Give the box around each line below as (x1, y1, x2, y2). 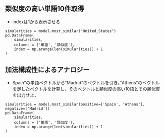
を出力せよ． (12, 92, 39, 98)
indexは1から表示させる (12, 19, 60, 25)
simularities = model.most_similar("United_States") (5, 29, 116, 34)
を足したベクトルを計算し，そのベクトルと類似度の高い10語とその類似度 (12, 86, 160, 92)
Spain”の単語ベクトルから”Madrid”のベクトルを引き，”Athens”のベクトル (12, 79, 160, 85)
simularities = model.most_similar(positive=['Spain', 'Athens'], (5, 102, 145, 107)
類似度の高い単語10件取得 (5, 4, 84, 13)
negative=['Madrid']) (5, 106, 50, 111)
